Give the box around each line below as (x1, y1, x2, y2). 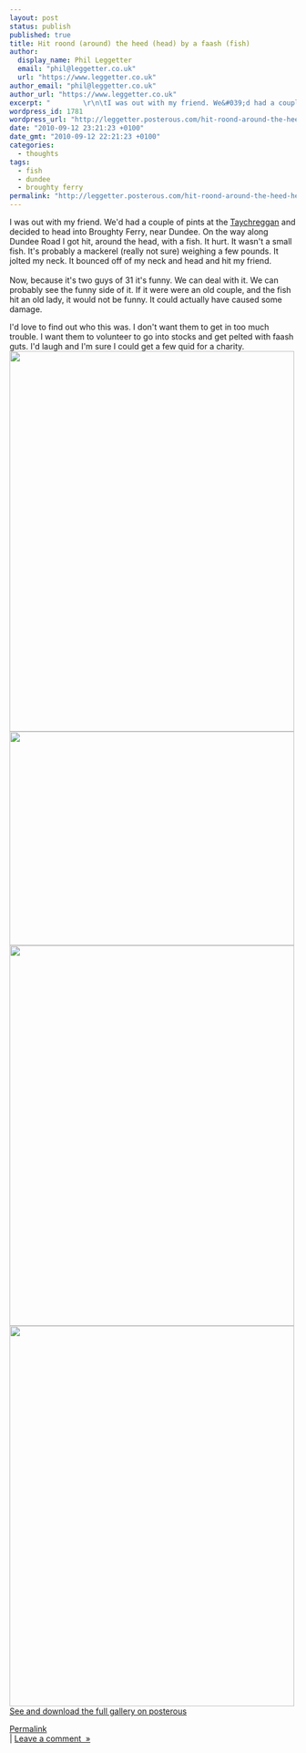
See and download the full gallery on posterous (9, 1706, 188, 1716)
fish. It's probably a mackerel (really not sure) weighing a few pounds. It (9, 245, 280, 256)
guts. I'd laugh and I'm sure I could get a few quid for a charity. (9, 341, 245, 351)
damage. (9, 304, 43, 315)
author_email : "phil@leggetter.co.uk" (9, 81, 157, 90)
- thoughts (17, 149, 59, 158)
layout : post (9, 13, 59, 23)
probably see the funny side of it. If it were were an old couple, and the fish (9, 285, 291, 295)
